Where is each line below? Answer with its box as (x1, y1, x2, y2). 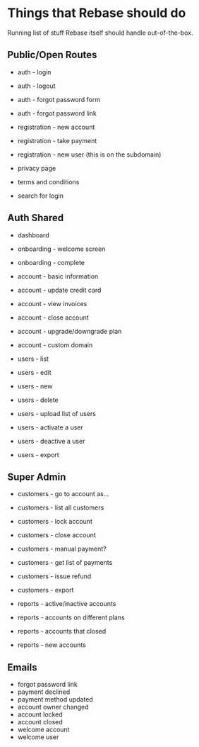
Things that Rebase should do (7, 5, 186, 21)
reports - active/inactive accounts (17, 600, 116, 608)
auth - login (17, 67, 52, 76)
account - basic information (17, 271, 99, 281)
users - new (17, 381, 53, 391)
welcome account (17, 725, 70, 734)
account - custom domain (17, 340, 93, 349)
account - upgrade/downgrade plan (17, 327, 122, 335)
